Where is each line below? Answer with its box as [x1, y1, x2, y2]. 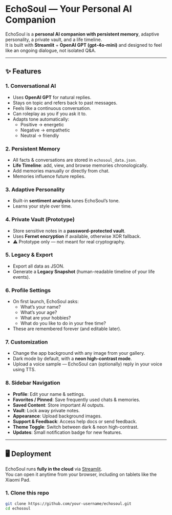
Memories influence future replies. [12, 173, 86, 179]
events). [12, 274, 30, 280]
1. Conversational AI [5, 83, 56, 90]
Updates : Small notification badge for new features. [12, 429, 122, 435]
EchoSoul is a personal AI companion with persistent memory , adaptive [5, 31, 160, 37]
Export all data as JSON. [12, 263, 64, 269]
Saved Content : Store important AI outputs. [12, 402, 105, 408]
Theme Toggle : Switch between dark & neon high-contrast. [12, 424, 139, 430]
